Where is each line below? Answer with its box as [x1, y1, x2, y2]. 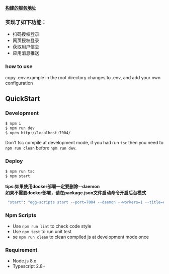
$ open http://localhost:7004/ [5, 131, 71, 136]
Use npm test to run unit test [12, 229, 72, 235]
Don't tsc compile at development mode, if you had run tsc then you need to [5, 139, 163, 145]
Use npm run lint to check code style [12, 223, 92, 229]
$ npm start [5, 174, 30, 179]
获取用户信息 [12, 44, 39, 50]
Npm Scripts [5, 211, 37, 218]
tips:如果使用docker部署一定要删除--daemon [5, 183, 100, 189]
